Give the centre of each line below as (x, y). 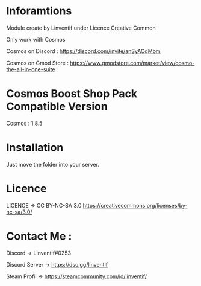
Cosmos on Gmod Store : (38, 63)
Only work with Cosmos (36, 39)
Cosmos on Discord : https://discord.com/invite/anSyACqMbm (83, 51)
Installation (35, 148)
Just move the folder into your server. (53, 164)
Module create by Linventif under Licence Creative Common (81, 28)
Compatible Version (57, 106)
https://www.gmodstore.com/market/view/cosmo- (132, 63)
